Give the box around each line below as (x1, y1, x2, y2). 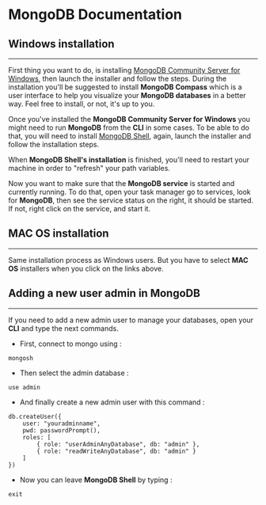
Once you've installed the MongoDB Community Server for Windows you (8, 115, 251, 123)
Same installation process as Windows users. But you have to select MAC (8, 255, 249, 264)
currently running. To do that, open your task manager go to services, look (8, 188, 251, 196)
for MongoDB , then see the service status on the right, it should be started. (8, 196, 254, 205)
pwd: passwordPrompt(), (22, 426, 101, 435)
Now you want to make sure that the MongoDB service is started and (8, 179, 235, 188)
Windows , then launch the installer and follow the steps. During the (8, 74, 227, 83)
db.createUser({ (8, 412, 62, 420)
